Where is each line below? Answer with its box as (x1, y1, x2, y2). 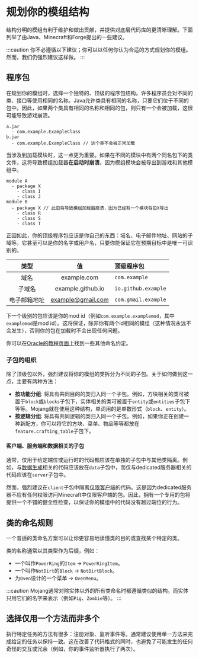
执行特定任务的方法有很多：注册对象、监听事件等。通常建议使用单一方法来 (6, 630, 188, 637)
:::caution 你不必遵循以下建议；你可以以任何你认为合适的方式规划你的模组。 (6, 46, 191, 53)
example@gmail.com (50, 295, 109, 304)
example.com (61, 273, 99, 282)
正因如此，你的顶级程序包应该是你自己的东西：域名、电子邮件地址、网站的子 (6, 232, 193, 239)
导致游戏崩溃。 (16, 111, 53, 119)
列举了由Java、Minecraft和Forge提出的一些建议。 (6, 33, 129, 40)
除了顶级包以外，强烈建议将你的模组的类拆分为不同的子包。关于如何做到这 (6, 370, 188, 378)
